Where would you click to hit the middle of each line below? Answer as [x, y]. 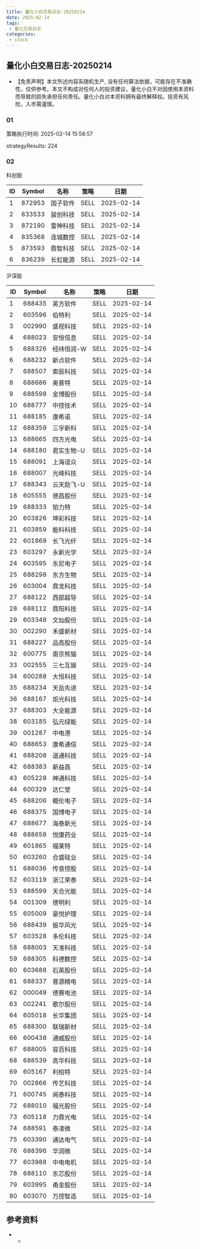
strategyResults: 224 [32, 146]
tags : [13, 23]
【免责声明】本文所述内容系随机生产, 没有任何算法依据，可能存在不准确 [103, 81]
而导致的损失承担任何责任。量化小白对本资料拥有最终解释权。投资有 [99, 96]
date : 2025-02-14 [28, 17]
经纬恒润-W [70, 349]
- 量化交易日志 [25, 29]
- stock [18, 40]
